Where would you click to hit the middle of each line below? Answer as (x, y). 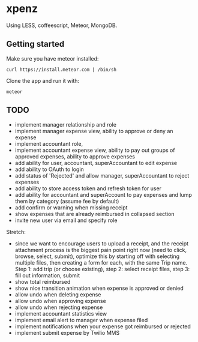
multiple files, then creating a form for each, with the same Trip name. (101, 262)
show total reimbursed (43, 281)
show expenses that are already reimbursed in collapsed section (95, 214)
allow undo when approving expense (60, 301)
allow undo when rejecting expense (59, 307)
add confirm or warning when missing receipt (71, 207)
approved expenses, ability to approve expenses (75, 156)
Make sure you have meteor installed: (52, 58)
